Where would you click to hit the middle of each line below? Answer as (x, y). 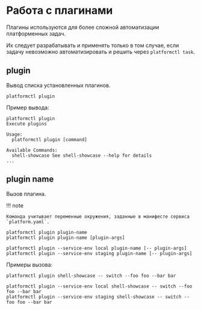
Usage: (14, 134)
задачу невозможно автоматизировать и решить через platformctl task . (101, 51)
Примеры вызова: (29, 264)
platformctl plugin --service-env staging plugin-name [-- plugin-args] (99, 253)
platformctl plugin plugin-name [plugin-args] (66, 238)
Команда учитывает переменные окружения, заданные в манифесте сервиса (98, 217)
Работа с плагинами (60, 11)
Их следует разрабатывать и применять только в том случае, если (93, 45)
